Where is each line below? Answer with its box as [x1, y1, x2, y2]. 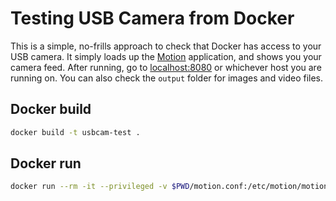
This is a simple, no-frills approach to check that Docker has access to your [10, 40, 322, 52]
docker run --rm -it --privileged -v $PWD [10, 182, 190, 192]
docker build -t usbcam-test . [10, 127, 141, 137]
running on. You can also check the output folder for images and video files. [10, 72, 324, 84]
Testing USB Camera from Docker [10, 7, 295, 30]
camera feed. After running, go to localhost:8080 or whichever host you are [10, 61, 322, 73]
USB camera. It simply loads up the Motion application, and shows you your [10, 50, 322, 62]
